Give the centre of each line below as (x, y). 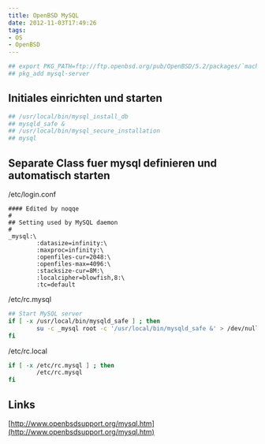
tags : (17, 30)
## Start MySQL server (45, 314)
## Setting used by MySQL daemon (63, 222)
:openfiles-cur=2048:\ (74, 257)
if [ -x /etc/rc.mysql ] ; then (61, 365)
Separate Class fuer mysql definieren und (113, 163)
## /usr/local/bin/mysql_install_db (68, 116)
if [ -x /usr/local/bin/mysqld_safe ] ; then (84, 321)
